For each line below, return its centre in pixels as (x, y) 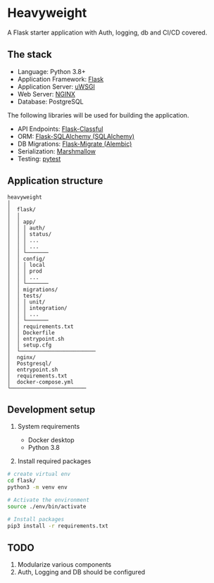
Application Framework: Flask (61, 79)
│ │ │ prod (25, 271)
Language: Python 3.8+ (51, 71)
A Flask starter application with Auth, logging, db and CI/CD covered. (107, 32)
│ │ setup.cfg (30, 345)
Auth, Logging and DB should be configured (81, 572)
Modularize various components (64, 565)
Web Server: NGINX (46, 94)
